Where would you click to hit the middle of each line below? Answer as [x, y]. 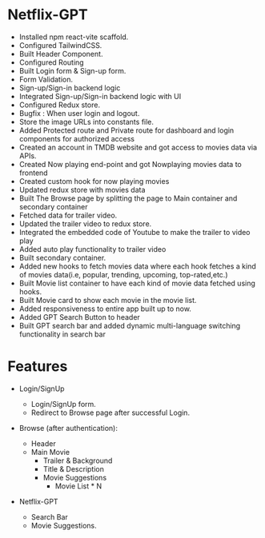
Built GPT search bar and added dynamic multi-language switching [130, 325]
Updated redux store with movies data [82, 189]
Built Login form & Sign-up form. [72, 70]
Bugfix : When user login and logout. [79, 113]
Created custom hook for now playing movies [94, 181]
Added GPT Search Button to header [80, 317]
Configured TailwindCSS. [60, 45]
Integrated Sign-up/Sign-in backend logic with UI [100, 96]
